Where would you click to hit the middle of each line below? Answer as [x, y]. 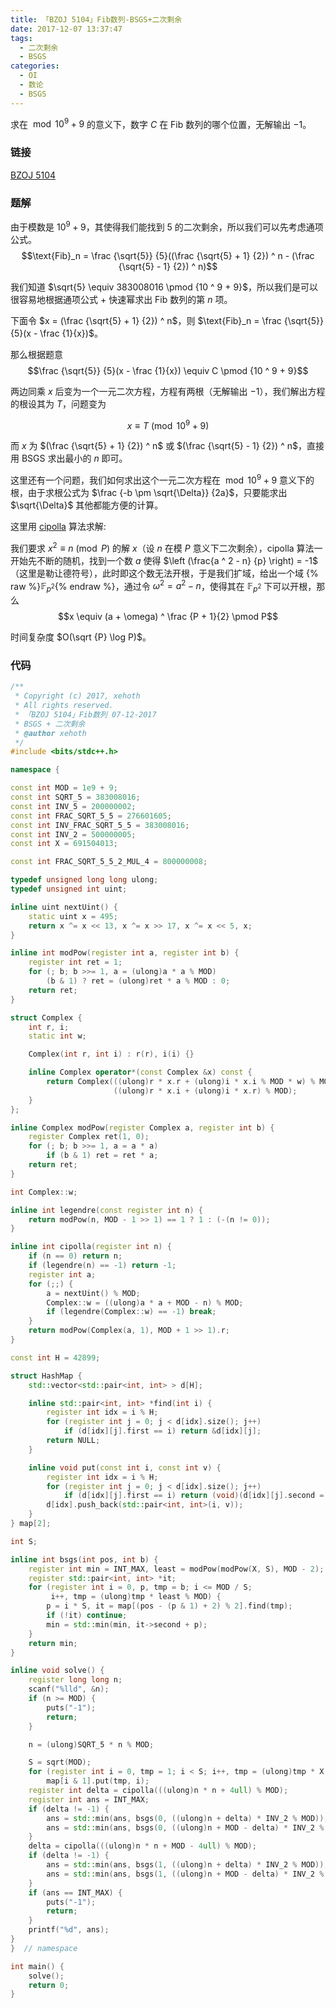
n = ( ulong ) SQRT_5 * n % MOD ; [91, 1744]
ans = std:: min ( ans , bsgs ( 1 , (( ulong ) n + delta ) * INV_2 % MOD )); [187, 1865]
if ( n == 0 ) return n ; [75, 1256]
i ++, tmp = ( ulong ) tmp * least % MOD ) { [136, 1597]
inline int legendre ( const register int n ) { [106, 1210]
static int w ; [57, 1036]
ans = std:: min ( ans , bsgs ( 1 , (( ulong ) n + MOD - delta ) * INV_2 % [185, 1874]
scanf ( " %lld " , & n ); [69, 1689]
